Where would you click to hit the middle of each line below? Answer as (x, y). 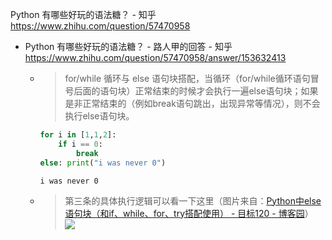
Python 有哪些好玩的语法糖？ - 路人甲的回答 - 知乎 (128, 46)
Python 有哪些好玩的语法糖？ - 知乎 (83, 14)
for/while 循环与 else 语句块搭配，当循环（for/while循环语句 (187, 78)
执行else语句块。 (99, 116)
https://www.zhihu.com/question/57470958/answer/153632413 (155, 57)
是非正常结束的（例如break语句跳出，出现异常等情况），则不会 (192, 103)
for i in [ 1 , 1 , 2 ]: (78, 135)
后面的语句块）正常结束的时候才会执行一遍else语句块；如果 (196, 91)
